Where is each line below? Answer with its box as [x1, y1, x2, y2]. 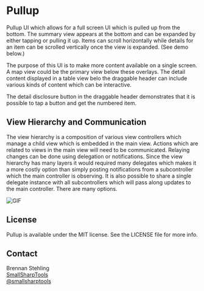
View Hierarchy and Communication [6, 117, 147, 128]
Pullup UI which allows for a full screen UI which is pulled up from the [6, 24, 181, 31]
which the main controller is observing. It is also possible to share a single [6, 172, 192, 179]
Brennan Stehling [6, 265, 50, 272]
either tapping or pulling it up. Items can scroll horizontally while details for [6, 37, 194, 44]
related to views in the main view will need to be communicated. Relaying [6, 146, 190, 153]
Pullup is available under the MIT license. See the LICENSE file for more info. [6, 231, 198, 238]
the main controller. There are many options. [6, 185, 118, 192]
